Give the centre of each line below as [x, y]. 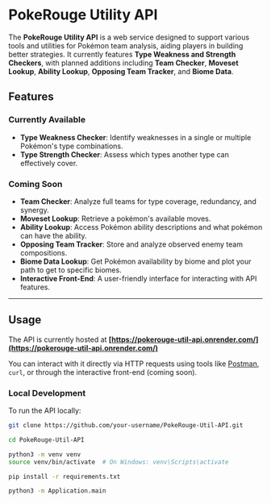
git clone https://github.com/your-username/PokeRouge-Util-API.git [126, 426]
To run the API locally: [45, 411]
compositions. [44, 252]
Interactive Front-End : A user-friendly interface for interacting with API [138, 278]
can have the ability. [53, 235]
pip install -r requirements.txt [65, 476]
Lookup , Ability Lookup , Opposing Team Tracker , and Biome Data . [121, 71]
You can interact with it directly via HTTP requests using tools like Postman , [134, 364]
